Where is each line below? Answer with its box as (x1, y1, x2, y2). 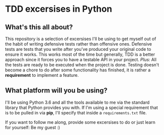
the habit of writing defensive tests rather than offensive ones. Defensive (5, 41, 152, 47)
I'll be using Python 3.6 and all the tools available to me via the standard (5, 99, 150, 105)
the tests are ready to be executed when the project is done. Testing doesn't (5, 62, 159, 67)
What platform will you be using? (5, 87, 108, 95)
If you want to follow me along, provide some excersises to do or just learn (5, 119, 156, 125)
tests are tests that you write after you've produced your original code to (5, 46, 151, 52)
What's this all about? (5, 23, 73, 31)
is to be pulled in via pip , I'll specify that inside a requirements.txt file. (5, 110, 147, 115)
